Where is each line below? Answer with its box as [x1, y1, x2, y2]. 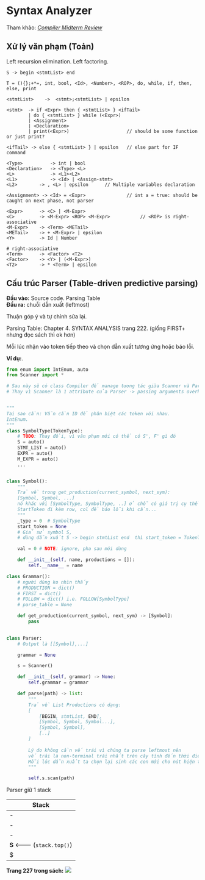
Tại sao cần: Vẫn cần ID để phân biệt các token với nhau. [6, 410, 171, 417]
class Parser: [6, 635, 43, 641]
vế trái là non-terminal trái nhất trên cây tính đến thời [28, 753, 190, 759]
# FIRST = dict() [17, 590, 62, 596]
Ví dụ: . [6, 354, 23, 362]
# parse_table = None [17, 602, 72, 608]
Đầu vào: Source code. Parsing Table [6, 294, 101, 302]
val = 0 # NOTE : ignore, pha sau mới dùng [17, 546, 127, 552]
